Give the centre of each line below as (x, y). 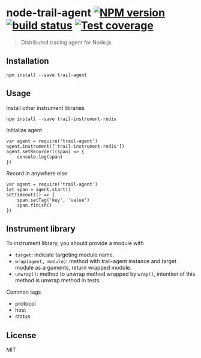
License (21, 335)
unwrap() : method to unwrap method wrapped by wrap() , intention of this (105, 274)
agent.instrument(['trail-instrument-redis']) (65, 146)
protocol (25, 304)
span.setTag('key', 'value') (53, 200)
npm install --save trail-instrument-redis (61, 119)
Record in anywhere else (37, 173)
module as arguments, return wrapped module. (73, 268)
